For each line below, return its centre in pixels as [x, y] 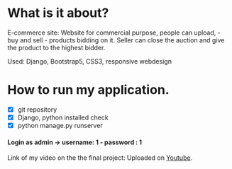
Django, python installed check [63, 117]
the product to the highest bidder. [56, 47]
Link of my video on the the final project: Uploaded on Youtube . [100, 158]
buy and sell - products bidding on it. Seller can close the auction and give [116, 40]
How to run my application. [88, 90]
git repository [37, 109]
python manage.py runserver [60, 126]
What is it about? [58, 13]
